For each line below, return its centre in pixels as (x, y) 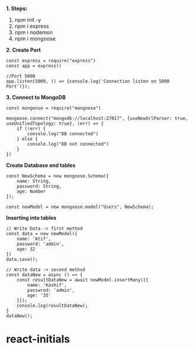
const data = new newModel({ (42, 234)
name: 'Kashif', (47, 285)
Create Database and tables (41, 165)
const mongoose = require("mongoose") (54, 108)
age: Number (31, 192)
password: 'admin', (41, 244)
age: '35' (39, 296)
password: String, (39, 186)
